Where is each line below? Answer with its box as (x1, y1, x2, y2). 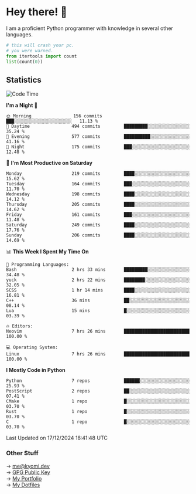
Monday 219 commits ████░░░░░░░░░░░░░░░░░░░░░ (6, 171, 190, 177)
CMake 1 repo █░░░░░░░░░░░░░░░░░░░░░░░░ (6, 398, 190, 404)
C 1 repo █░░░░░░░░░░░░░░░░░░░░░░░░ (6, 419, 190, 425)
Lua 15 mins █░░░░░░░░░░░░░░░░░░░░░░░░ (6, 308, 190, 314)
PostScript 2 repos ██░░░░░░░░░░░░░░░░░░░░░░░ (6, 388, 190, 394)
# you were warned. (6, 48, 54, 53)
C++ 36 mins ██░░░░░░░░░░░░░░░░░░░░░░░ (6, 297, 190, 304)
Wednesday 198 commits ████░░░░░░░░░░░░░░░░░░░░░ (6, 191, 190, 197)
